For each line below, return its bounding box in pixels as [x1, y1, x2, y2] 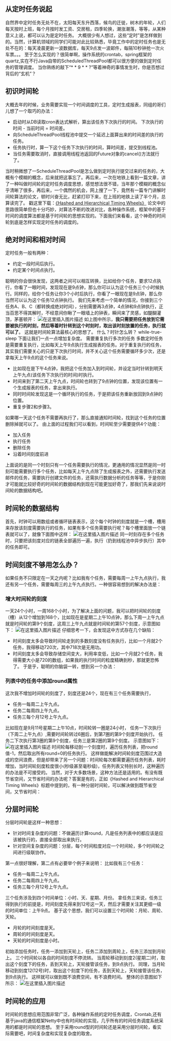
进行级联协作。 [17, 849, 49, 855]
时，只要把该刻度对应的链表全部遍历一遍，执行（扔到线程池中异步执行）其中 [5, 538, 166, 544]
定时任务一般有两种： [5, 250, 50, 256]
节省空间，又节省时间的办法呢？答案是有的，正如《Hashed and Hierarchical [5, 776, 164, 782]
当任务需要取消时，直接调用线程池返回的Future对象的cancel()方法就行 [12, 150, 159, 157]
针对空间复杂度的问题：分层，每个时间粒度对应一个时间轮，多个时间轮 [12, 843, 160, 849]
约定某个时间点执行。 [12, 267, 58, 273]
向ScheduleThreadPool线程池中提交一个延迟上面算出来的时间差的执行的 [12, 131, 164, 137]
